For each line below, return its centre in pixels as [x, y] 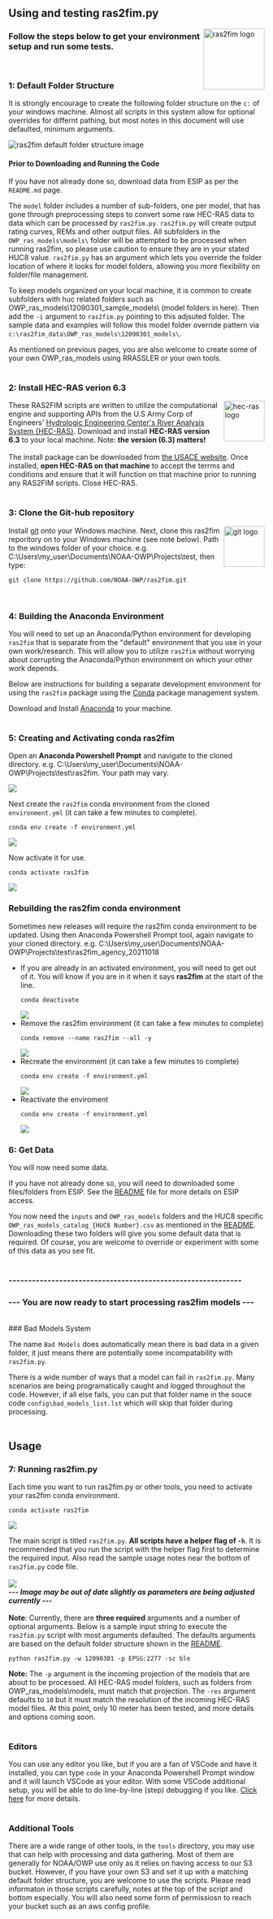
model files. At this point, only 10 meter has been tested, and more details [131, 1708]
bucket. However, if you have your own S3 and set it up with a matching [128, 1872]
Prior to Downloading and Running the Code [84, 163]
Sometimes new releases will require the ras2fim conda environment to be [133, 926]
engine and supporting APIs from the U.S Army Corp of [101, 414]
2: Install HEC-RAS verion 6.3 [67, 388]
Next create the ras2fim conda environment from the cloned [109, 804]
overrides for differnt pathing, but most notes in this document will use [126, 120]
